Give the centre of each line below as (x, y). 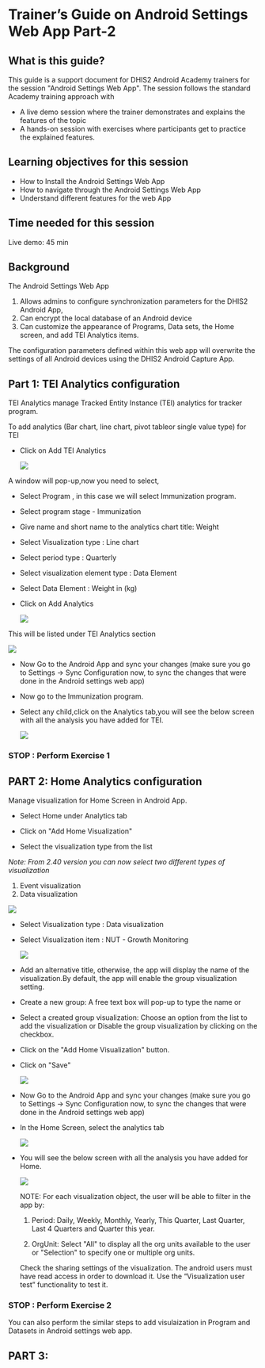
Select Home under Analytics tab (74, 815)
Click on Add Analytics (57, 604)
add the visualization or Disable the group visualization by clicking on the (138, 1025)
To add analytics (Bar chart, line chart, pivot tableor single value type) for (127, 427)
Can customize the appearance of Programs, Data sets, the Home (127, 327)
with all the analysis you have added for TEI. (91, 720)
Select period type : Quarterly (68, 558)
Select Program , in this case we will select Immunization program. (128, 496)
